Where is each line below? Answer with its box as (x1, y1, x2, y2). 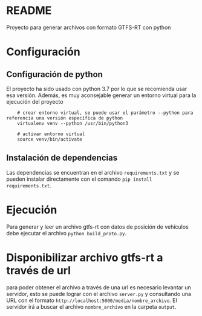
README (6, 4, 52, 18)
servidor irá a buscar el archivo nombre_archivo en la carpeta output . (6, 303, 177, 310)
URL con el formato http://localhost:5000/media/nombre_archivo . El (6, 297, 177, 304)
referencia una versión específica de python (6, 115, 123, 121)
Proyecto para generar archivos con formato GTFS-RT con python (6, 24, 171, 31)
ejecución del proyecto (6, 98, 64, 105)
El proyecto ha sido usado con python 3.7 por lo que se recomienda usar (6, 85, 187, 92)
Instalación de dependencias (6, 153, 118, 163)
